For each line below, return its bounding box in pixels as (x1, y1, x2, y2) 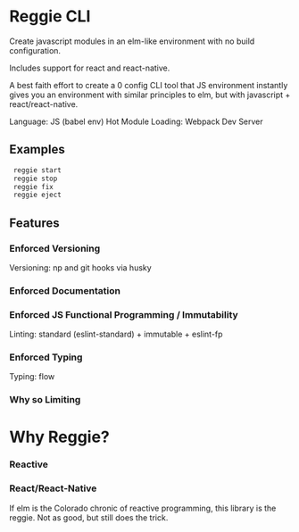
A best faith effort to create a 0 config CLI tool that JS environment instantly (9, 79, 288, 90)
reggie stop (12, 174, 58, 183)
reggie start (12, 165, 62, 175)
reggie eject (12, 190, 62, 200)
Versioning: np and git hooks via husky (9, 262, 152, 273)
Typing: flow (9, 371, 55, 382)
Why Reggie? (9, 427, 110, 447)
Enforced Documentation (9, 284, 120, 296)
